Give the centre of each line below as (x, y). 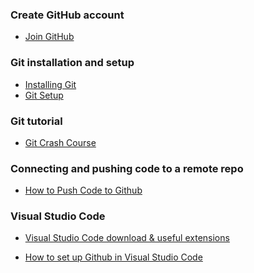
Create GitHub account (67, 15)
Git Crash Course (60, 142)
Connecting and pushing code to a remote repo (127, 168)
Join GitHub (49, 37)
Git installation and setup (72, 63)
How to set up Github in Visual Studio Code (113, 257)
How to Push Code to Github (83, 190)
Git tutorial (36, 121)
